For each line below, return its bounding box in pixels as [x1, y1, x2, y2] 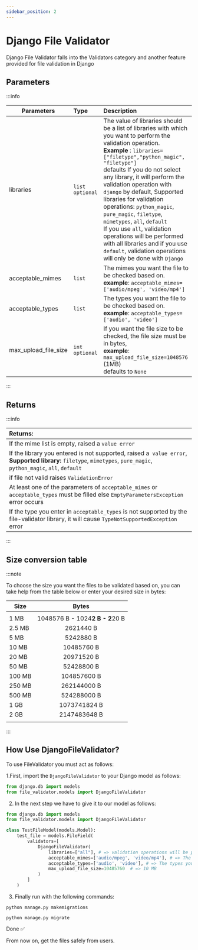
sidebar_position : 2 [6, 8, 57, 15]
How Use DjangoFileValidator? [6, 745, 120, 755]
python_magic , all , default [9, 464, 82, 472]
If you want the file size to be [103, 325, 183, 333]
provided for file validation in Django [6, 60, 94, 67]
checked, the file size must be [103, 332, 187, 340]
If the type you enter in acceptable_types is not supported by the [9, 508, 187, 516]
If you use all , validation [103, 225, 171, 233]
